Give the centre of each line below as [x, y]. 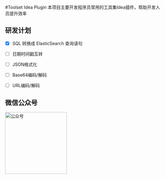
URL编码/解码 [26, 86]
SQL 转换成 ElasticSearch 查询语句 [47, 43]
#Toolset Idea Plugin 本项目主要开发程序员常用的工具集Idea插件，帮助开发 [81, 7]
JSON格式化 [25, 64]
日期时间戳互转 [27, 54]
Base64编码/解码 [30, 75]
